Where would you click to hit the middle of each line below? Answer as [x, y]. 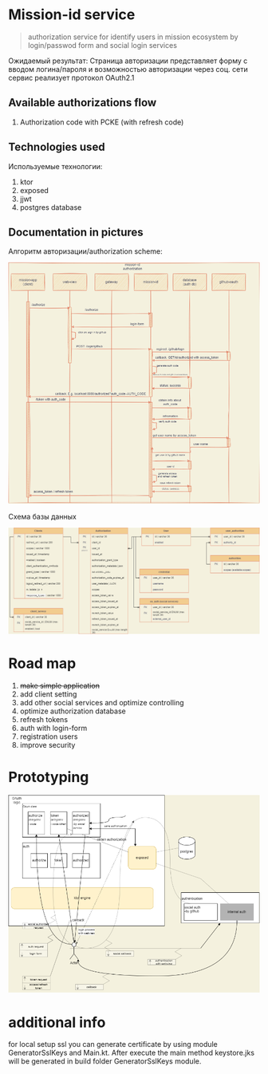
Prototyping [49, 777]
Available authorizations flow [83, 103]
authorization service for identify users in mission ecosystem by [133, 37]
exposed [34, 190]
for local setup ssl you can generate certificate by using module [113, 1044]
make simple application [59, 685]
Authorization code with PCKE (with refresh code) [102, 122]
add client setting [48, 694]
